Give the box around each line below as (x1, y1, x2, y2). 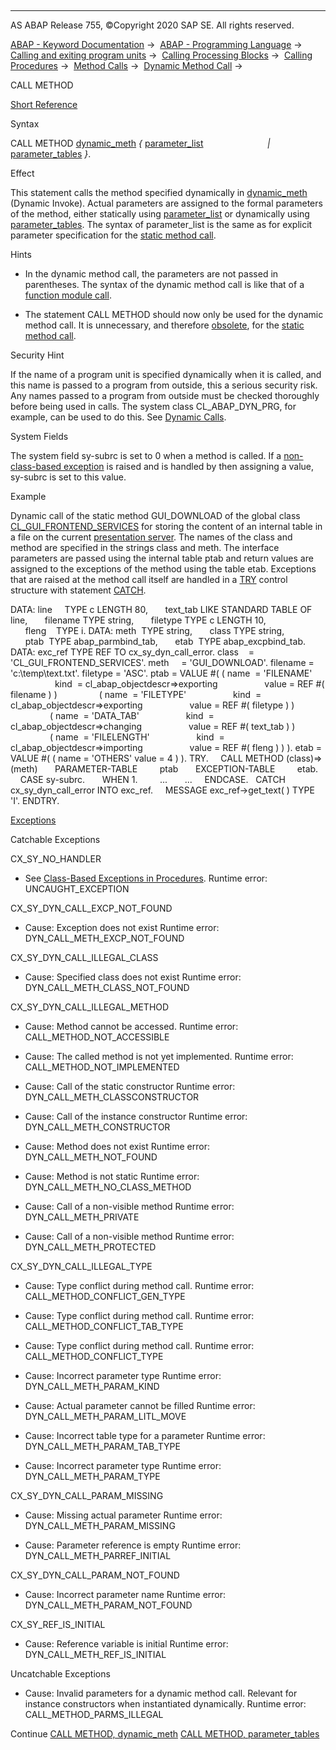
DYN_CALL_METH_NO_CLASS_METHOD (24, 1181, 192, 1193)
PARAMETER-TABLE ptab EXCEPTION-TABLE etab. (54, 763, 319, 775)
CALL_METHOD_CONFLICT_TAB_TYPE (24, 1321, 184, 1332)
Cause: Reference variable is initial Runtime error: (24, 1638, 229, 1650)
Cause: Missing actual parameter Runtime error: (24, 1509, 223, 1521)
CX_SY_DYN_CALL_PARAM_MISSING (10, 1490, 164, 1501)
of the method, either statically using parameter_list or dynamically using (10, 208, 310, 220)
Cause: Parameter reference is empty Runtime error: (24, 1539, 242, 1551)
